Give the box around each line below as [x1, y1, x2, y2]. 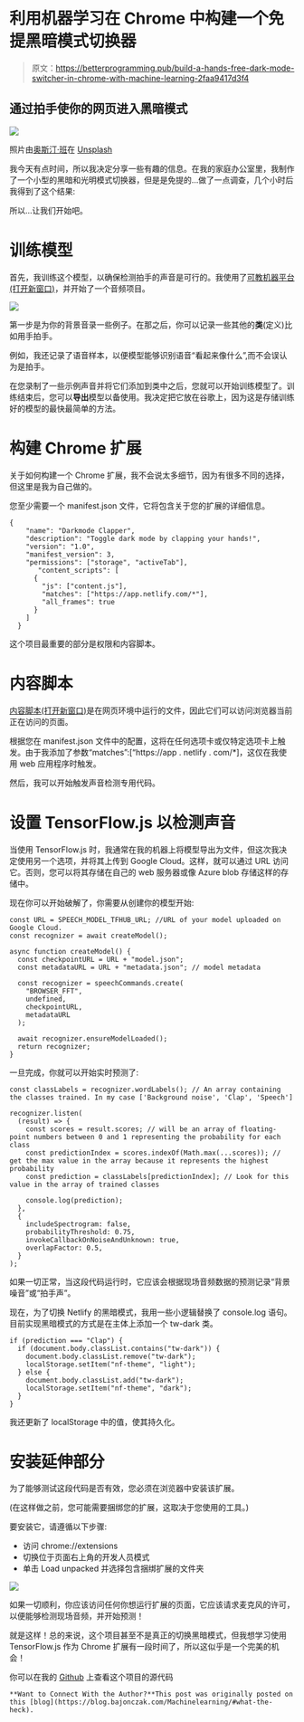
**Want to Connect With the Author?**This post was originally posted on [9, 1689, 294, 1699]
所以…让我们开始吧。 [9, 205, 89, 215]
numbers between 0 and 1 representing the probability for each [33, 1132, 281, 1141]
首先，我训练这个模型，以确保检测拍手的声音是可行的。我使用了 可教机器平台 [9, 271, 295, 282]
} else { [17, 1367, 51, 1376]
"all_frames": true [42, 597, 116, 606]
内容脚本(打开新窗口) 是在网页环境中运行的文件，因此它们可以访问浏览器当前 [9, 705, 293, 716]
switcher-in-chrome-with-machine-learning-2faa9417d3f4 [31, 72, 250, 83]
